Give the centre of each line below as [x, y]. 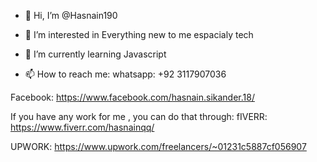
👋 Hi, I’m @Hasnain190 [71, 15]
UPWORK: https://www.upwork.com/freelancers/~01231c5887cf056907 [158, 146]
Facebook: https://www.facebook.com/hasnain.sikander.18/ [132, 97]
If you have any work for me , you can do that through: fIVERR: [139, 116]
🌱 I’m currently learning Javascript [95, 54]
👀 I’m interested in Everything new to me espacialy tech [139, 34]
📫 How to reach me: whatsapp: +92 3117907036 [125, 74]
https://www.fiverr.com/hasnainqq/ [82, 127]
